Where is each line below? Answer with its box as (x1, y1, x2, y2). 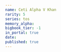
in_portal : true (5, 30, 39, 35)
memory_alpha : (5, 21, 35, 26)
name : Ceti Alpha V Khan (5, 7, 57, 12)
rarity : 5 (5, 12, 26, 17)
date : (5, 35, 16, 40)
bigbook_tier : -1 (5, 26, 41, 31)
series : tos (5, 16, 30, 21)
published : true (5, 40, 39, 45)
